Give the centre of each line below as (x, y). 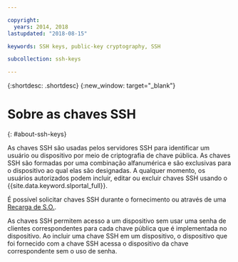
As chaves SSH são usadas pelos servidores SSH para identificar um (109, 148)
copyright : (24, 20)
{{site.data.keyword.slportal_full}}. (58, 186)
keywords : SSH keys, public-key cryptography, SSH (84, 46)
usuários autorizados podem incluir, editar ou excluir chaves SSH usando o (118, 178)
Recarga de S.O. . (32, 207)
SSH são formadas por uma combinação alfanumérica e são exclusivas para (119, 163)
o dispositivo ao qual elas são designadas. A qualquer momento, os (106, 171)
